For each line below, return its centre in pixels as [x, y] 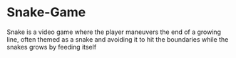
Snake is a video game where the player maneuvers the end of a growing [114, 32]
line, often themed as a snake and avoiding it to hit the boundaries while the [118, 39]
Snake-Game [46, 12]
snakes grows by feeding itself [52, 47]
